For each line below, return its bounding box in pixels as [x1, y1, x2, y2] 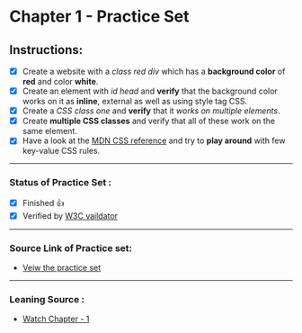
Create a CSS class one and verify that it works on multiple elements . [22, 105, 280, 116]
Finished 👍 [22, 197, 65, 208]
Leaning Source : [9, 292, 85, 305]
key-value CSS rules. [22, 146, 101, 157]
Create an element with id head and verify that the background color [22, 85, 279, 96]
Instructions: [9, 42, 84, 58]
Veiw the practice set [22, 262, 102, 273]
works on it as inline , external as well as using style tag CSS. [22, 96, 248, 107]
